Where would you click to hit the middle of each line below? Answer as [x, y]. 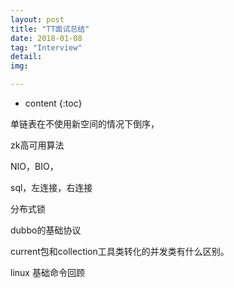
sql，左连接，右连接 [51, 187]
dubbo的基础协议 [46, 230]
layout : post [37, 19]
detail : [26, 57]
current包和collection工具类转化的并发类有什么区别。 [120, 251]
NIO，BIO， [34, 166]
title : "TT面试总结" [50, 29]
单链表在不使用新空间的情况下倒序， [85, 124]
